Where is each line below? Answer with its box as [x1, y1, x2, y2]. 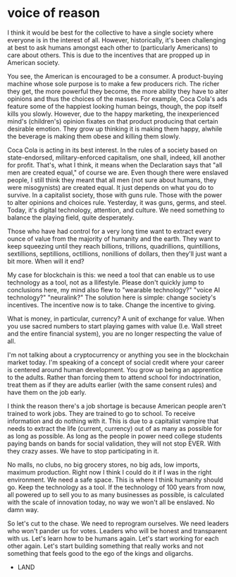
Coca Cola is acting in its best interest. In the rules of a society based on [7, 145, 218, 154]
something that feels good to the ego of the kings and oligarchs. [7, 549, 194, 557]
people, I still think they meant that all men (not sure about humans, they [7, 175, 217, 184]
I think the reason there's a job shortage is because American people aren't [7, 401, 226, 410]
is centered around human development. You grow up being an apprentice [7, 365, 223, 374]
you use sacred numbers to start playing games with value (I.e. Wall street [7, 321, 223, 330]
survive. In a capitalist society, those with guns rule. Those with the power [7, 191, 223, 199]
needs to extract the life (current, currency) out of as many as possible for [7, 424, 223, 432]
